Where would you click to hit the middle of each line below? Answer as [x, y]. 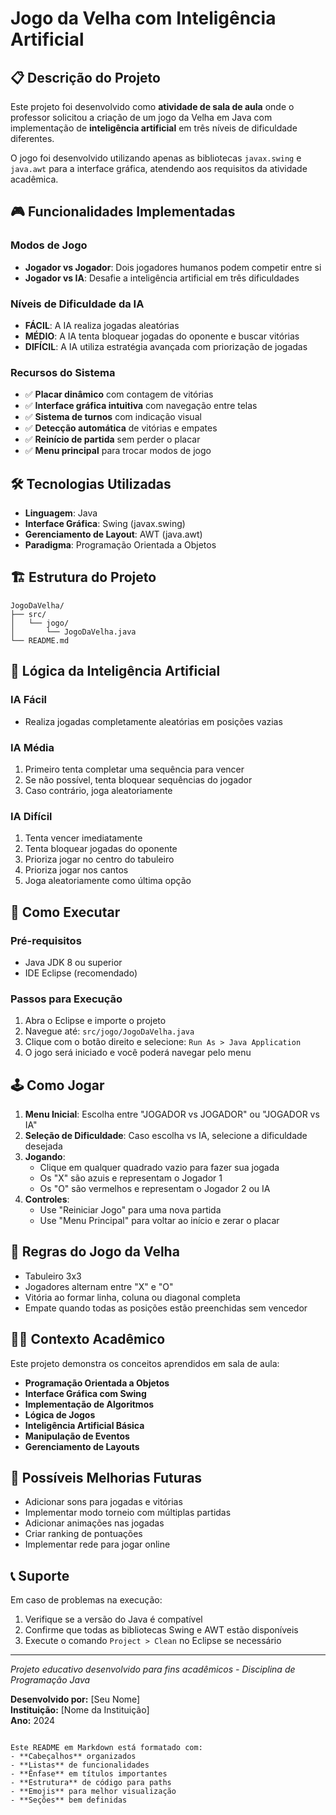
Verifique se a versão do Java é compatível [113, 1619]
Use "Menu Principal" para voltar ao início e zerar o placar [159, 1220]
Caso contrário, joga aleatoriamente [98, 790]
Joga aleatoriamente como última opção [108, 881]
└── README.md [40, 640]
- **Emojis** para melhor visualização [93, 1792]
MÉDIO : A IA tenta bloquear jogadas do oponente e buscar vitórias [162, 336]
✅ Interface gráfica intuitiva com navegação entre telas [141, 406]
